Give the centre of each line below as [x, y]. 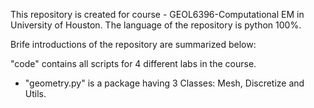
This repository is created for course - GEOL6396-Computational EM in [157, 14]
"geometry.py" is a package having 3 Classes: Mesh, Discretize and [164, 83]
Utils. [35, 93]
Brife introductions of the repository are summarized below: [133, 44]
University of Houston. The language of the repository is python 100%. [156, 25]
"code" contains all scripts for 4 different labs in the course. [133, 63]
